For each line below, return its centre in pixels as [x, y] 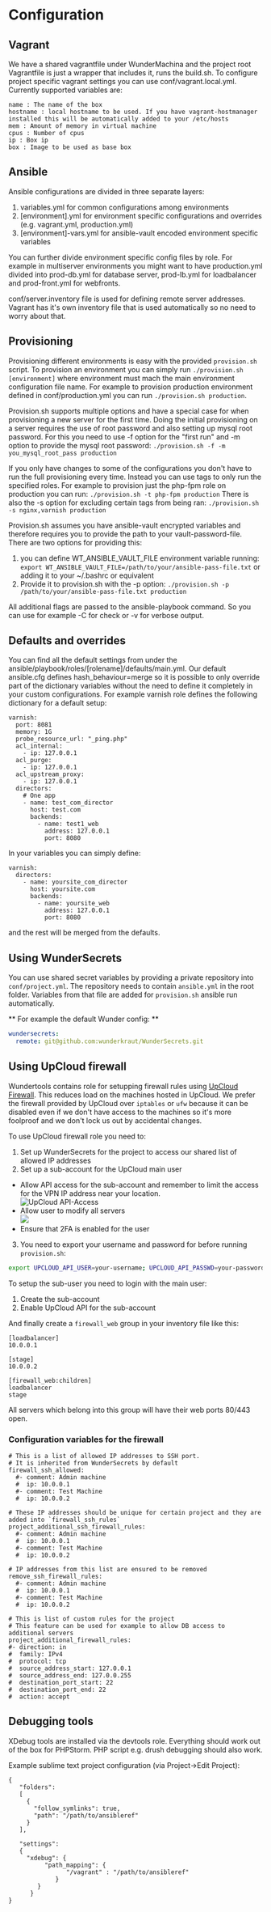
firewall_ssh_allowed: [46, 1470]
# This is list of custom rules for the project [92, 1619]
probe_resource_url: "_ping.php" [72, 739]
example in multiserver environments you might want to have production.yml [135, 265]
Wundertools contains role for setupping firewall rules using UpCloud [123, 1086]
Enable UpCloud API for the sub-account [88, 1308]
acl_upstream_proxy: [50, 774]
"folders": [38, 1787]
